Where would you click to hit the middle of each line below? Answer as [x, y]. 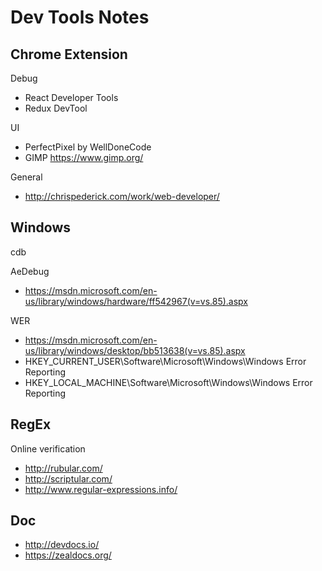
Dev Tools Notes [80, 17]
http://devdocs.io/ [62, 545]
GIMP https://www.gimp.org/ [84, 157]
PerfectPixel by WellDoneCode [88, 147]
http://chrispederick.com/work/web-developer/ [122, 196]
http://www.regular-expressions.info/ [101, 489]
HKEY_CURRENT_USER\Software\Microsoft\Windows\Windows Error [165, 361]
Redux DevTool [56, 108]
